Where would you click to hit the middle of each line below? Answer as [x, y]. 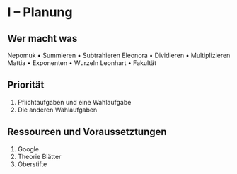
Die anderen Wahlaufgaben [57, 110]
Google [28, 149]
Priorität [26, 85]
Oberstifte [32, 164]
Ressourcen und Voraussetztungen [87, 132]
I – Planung [40, 12]
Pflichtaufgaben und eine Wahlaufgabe [74, 102]
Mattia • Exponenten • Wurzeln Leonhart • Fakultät [82, 63]
